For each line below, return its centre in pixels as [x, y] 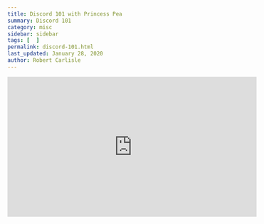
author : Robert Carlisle [44, 60]
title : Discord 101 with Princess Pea [65, 14]
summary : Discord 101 [39, 21]
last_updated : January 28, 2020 [55, 54]
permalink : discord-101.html [51, 47]
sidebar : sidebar [33, 34]
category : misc [30, 27]
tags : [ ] [23, 41]
